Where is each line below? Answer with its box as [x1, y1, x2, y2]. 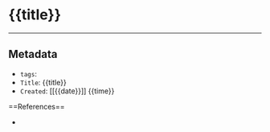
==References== [8, 101, 65, 111]
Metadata [8, 47, 58, 61]
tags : [19, 68, 38, 78]
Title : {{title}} [19, 77, 67, 87]
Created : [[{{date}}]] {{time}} [19, 86, 115, 96]
